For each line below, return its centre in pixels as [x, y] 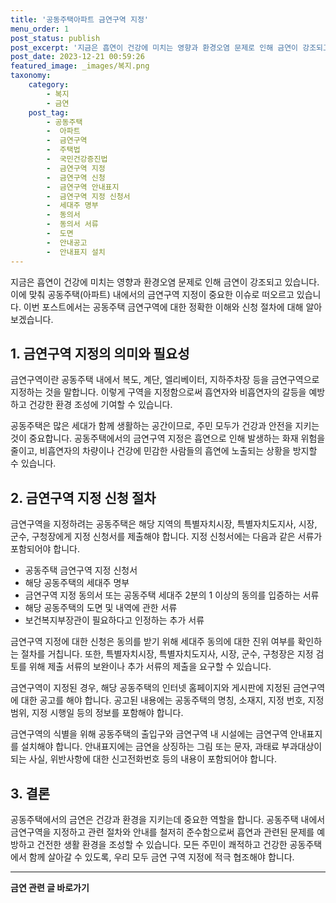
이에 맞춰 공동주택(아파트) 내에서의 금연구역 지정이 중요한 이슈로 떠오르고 [152, 294]
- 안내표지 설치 [76, 252]
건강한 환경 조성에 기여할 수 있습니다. [100, 405]
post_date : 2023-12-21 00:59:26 [77, 57]
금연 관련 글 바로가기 [50, 887]
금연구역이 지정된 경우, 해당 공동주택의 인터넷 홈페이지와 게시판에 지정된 [150, 688]
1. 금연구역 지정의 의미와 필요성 [100, 353]
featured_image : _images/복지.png [80, 66]
